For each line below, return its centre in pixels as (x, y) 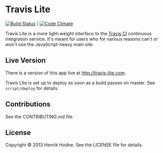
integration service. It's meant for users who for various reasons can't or (82, 39)
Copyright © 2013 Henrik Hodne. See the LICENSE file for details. (74, 145)
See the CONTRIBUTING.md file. (40, 117)
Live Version (26, 61)
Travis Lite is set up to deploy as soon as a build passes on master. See (80, 82)
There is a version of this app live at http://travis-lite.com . (66, 73)
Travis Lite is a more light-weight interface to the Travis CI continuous (78, 33)
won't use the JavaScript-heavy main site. (50, 44)
